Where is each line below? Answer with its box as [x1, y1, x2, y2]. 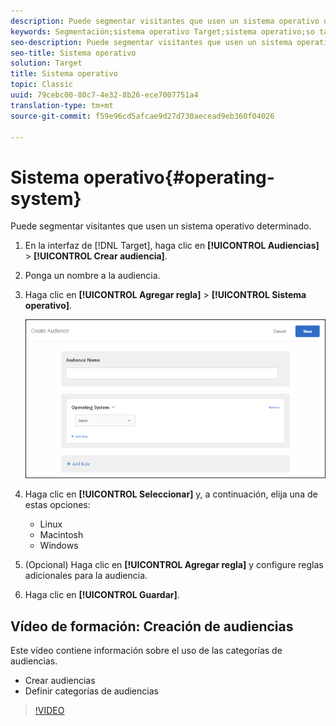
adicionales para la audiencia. [24, 570, 148, 582]
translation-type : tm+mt [10, 100, 114, 110]
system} [10, 187, 82, 210]
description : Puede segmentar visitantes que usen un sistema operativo [10, 16, 320, 26]
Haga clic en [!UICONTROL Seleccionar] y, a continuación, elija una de [24, 488, 318, 500]
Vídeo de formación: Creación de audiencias [10, 618, 294, 635]
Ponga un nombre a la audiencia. [24, 270, 161, 282]
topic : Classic [10, 80, 74, 90]
